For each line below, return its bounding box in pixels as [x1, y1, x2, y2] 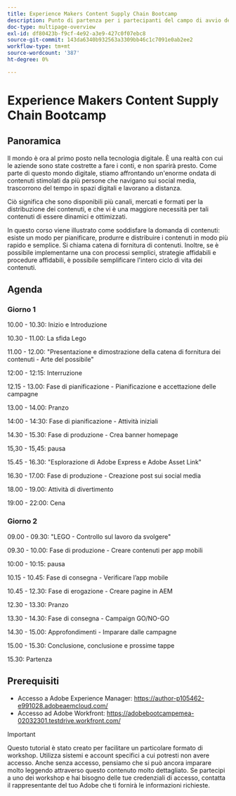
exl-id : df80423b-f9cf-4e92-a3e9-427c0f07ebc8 [7, 30, 146, 37]
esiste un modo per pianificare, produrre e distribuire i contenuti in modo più [7, 233, 228, 242]
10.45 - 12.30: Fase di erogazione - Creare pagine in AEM [7, 587, 173, 595]
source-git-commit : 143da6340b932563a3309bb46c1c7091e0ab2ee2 [7, 37, 193, 44]
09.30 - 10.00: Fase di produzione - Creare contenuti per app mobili [7, 546, 203, 554]
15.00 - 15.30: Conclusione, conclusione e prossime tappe [7, 641, 175, 650]
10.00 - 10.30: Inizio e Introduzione [7, 320, 107, 329]
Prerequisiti [7, 675, 60, 687]
